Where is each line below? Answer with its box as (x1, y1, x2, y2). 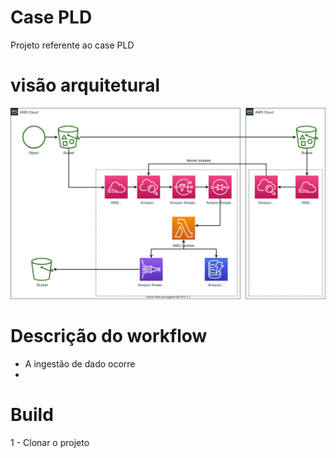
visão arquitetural (10, 74, 160, 97)
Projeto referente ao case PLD (10, 39, 135, 51)
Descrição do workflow (10, 325, 208, 348)
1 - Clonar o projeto (10, 436, 90, 448)
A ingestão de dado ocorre (24, 357, 136, 370)
